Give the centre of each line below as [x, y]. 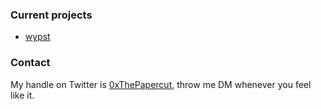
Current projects [51, 15]
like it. [22, 95]
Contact [30, 63]
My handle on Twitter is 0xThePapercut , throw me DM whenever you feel [161, 84]
